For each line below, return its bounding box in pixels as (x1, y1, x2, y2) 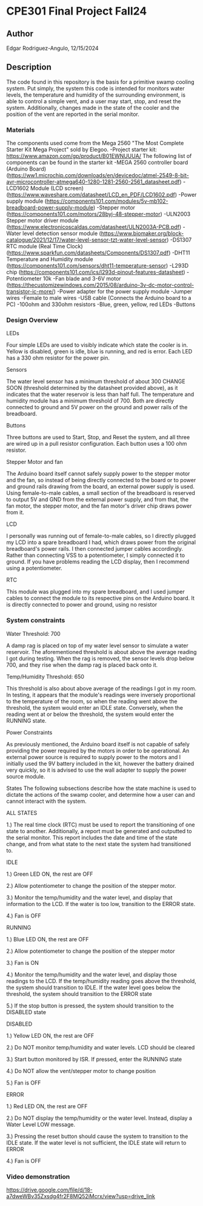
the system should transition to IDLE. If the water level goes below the (6, 984, 181, 991)
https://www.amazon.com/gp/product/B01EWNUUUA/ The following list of (6, 152, 192, 160)
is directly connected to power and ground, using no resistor (6, 601, 158, 608)
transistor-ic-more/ (6, 288, 54, 295)
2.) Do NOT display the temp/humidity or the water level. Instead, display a (6, 1114, 193, 1122)
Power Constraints (6, 729, 53, 736)
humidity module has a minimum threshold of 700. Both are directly (6, 397, 175, 404)
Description (6, 62, 52, 72)
